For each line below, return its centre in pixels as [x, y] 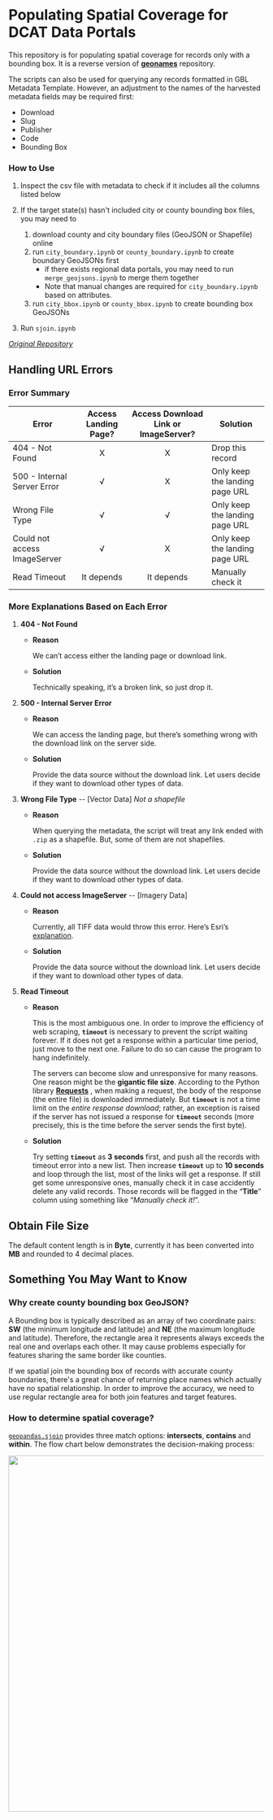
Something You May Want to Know [98, 1280]
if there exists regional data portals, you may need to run [139, 269]
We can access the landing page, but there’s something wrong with [145, 735]
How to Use [32, 168]
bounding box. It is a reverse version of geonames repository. [112, 63]
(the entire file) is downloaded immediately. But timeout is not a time [146, 1100]
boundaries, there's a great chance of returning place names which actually [135, 1379]
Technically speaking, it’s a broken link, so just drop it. [123, 687]
